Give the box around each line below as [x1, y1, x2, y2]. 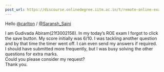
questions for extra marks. [5, 51, 58, 57]
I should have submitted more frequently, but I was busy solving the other [5, 46, 153, 51]
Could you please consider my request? [5, 56, 85, 62]
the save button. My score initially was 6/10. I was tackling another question [5, 35, 157, 41]
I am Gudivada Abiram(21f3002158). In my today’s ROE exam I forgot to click [5, 30, 159, 36]
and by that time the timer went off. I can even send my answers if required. [5, 40, 157, 47]
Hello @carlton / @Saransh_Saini [5, 21, 72, 26]
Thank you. [5, 61, 28, 67]
